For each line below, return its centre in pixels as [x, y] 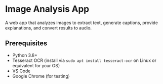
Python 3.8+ [25, 55]
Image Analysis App [47, 9]
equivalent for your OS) [36, 65]
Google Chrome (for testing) [41, 76]
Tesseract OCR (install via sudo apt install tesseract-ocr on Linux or [84, 60]
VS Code [21, 71]
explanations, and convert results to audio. [48, 28]
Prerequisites [26, 43]
